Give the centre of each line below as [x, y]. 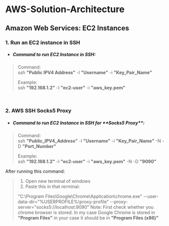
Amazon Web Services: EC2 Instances [67, 28]
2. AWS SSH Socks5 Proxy [39, 111]
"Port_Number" [39, 146]
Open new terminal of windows [58, 181]
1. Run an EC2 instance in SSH [43, 43]
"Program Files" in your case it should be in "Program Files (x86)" [88, 218]
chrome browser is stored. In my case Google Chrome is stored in [86, 213]
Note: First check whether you [122, 207]
